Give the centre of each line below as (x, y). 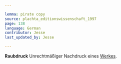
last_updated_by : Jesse (29, 37)
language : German (23, 28)
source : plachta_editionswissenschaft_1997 (51, 19)
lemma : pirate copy (25, 14)
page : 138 (15, 23)
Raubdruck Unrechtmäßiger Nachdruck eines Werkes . (61, 56)
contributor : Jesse (25, 33)
